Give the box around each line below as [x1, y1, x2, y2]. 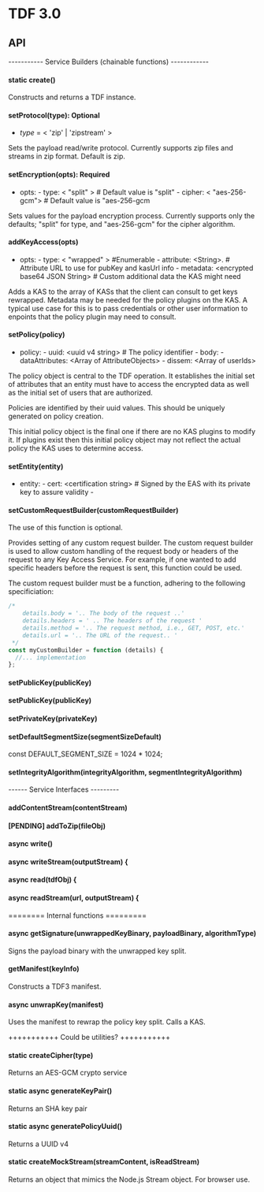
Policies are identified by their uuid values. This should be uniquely [8, 403, 225, 413]
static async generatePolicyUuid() [8, 1122, 123, 1131]
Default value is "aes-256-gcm [50, 195, 151, 205]
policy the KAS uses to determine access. [8, 444, 143, 453]
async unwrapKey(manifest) [8, 1000, 104, 1009]
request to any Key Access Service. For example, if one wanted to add [8, 555, 236, 564]
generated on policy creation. [8, 411, 104, 421]
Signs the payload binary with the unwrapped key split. [8, 946, 187, 956]
